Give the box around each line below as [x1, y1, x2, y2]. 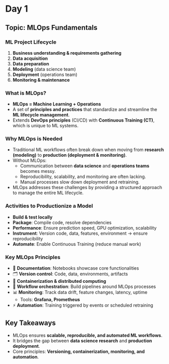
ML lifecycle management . [12, 112, 70, 118]
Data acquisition [12, 55, 48, 61]
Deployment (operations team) [12, 71, 77, 78]
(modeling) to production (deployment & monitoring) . [12, 152, 127, 158]
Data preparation [12, 60, 50, 66]
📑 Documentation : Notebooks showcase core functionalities [12, 265, 139, 271]
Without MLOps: [12, 158, 47, 164]
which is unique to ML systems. [12, 123, 78, 129]
